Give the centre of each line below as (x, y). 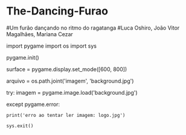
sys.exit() (20, 126)
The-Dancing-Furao (57, 11)
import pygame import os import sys (51, 46)
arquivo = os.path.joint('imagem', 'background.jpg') (70, 81)
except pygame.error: (33, 104)
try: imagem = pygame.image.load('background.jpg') (72, 92)
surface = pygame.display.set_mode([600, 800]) (67, 69)
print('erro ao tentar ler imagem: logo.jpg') (66, 115)
